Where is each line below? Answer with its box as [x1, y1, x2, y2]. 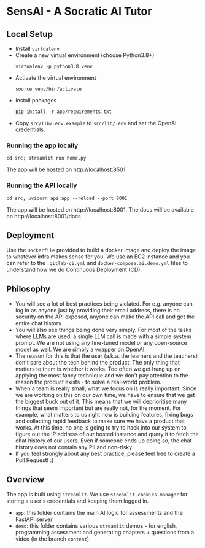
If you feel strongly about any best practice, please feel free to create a [15, 450, 195, 458]
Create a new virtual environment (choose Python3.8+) [15, 52, 155, 59]
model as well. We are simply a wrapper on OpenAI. [15, 345, 146, 353]
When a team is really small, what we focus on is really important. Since [15, 385, 197, 392]
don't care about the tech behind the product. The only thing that [15, 359, 180, 366]
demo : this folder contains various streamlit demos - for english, [15, 522, 177, 530]
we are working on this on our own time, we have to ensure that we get [15, 392, 195, 399]
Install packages [15, 97, 57, 104]
